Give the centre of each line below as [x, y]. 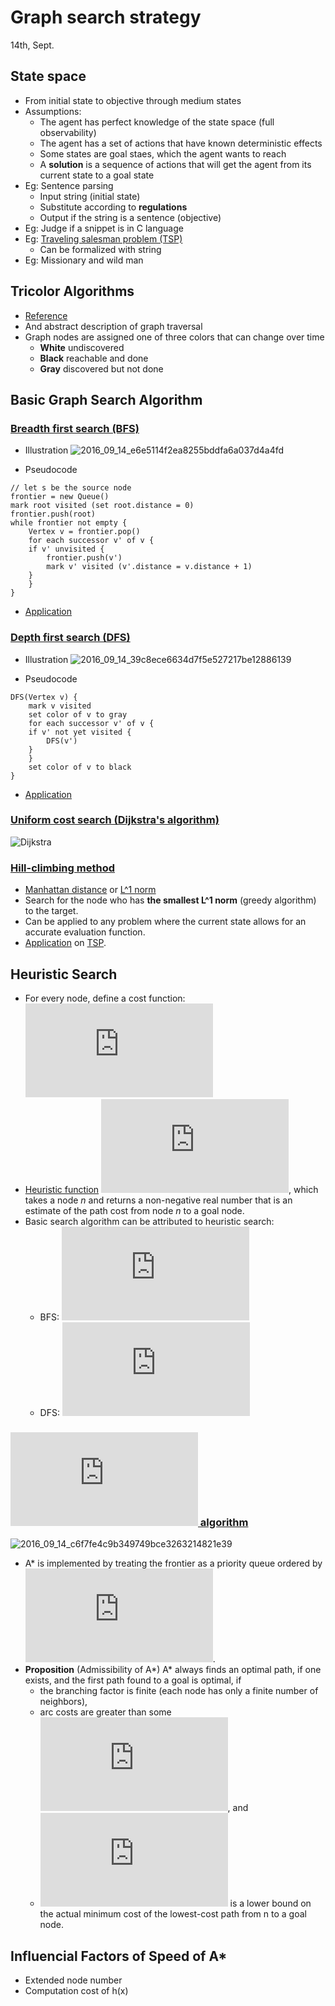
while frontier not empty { [69, 523]
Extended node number [73, 1980]
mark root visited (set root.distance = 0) [102, 506]
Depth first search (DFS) [70, 638]
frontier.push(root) [53, 514]
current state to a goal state [97, 175]
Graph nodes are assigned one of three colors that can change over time [174, 337]
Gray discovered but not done [101, 368]
